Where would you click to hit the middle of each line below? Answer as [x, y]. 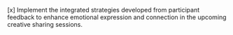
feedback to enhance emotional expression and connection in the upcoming [117, 17]
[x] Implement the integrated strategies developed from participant [104, 10]
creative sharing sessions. [45, 24]
